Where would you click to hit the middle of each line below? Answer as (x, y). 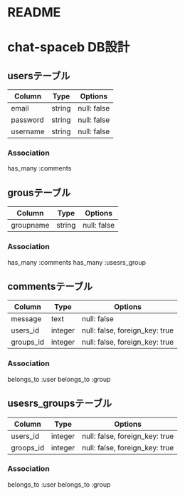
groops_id (28, 447)
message (26, 319)
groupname (30, 226)
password (27, 120)
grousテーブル (39, 192)
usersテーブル (39, 76)
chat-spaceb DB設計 (69, 47)
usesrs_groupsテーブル (60, 404)
